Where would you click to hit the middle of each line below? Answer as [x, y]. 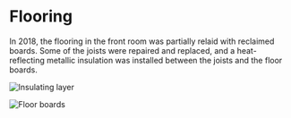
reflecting [27, 60]
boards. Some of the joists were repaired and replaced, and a [122, 50]
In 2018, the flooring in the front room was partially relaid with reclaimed [142, 41]
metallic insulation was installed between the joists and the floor [164, 60]
